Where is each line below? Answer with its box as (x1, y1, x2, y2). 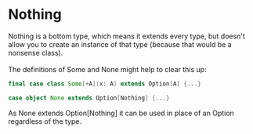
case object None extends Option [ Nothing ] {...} (8, 94, 170, 102)
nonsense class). (8, 48, 63, 57)
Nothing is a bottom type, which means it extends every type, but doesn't (8, 31, 245, 41)
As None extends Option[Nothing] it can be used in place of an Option (8, 108, 235, 118)
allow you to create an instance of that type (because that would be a (8, 39, 233, 49)
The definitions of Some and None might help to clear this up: (8, 64, 207, 74)
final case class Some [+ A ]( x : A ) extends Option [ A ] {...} (8, 80, 201, 88)
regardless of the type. (8, 116, 82, 126)
